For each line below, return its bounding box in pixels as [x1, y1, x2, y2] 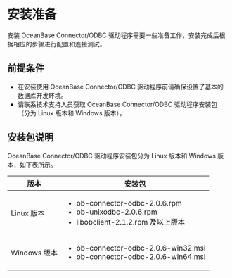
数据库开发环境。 [17, 91, 67, 99]
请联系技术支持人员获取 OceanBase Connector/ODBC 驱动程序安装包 [17, 100, 218, 108]
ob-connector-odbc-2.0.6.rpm [76, 198, 182, 208]
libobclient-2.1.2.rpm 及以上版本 [76, 217, 185, 227]
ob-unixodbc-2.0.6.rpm [76, 207, 157, 217]
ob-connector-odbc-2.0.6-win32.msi [76, 243, 206, 253]
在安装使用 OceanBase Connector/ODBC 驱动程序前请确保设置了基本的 [17, 82, 224, 91]
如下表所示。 [19, 160, 57, 169]
